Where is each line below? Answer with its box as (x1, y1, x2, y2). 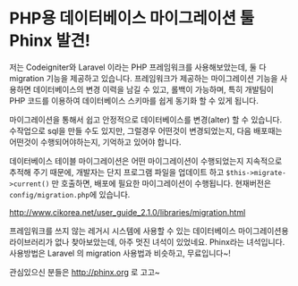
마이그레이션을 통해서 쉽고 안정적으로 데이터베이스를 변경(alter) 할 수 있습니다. (9, 114, 283, 125)
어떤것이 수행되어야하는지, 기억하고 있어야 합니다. (9, 136, 182, 147)
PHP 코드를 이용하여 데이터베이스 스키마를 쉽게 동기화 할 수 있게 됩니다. (9, 95, 260, 105)
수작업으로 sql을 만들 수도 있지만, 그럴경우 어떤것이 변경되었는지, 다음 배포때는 (9, 125, 283, 136)
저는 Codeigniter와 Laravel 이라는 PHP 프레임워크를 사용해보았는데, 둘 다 (9, 62, 267, 72)
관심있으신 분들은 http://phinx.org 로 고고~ (9, 266, 161, 277)
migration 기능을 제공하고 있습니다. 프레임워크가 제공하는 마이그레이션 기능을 (9, 72, 279, 83)
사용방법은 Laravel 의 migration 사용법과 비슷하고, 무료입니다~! (9, 248, 231, 258)
